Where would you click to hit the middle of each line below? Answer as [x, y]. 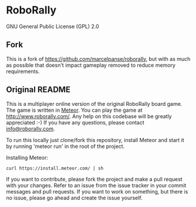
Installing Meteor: [27, 157]
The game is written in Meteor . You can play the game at [74, 110]
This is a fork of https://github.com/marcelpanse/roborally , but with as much [98, 58]
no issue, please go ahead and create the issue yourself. [74, 198]
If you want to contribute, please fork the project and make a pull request [94, 179]
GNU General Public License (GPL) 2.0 [53, 26]
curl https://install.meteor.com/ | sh [55, 168]
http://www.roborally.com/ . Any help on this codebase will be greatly [89, 116]
